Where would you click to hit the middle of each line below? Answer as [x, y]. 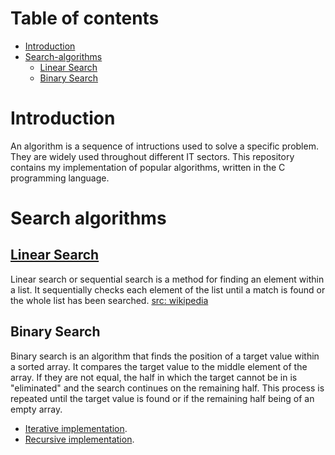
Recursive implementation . [79, 439]
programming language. [60, 178]
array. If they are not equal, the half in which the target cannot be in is [154, 377]
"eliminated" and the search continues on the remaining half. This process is [167, 388]
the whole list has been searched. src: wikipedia [109, 300]
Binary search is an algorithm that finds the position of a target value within [165, 356]
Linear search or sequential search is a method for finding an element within [167, 279]
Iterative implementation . [76, 428]
